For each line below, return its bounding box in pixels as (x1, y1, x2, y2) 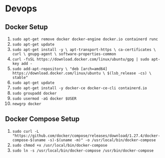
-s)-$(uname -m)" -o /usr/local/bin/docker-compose (47, 137, 156, 143)
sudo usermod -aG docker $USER (12, 96, 77, 101)
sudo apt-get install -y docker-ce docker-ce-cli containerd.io (12, 86, 147, 91)
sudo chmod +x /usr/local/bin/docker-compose (12, 143, 107, 148)
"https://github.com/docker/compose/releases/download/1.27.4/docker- (12, 133, 161, 138)
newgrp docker (12, 102, 41, 106)
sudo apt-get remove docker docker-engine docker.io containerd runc (12, 37, 159, 42)
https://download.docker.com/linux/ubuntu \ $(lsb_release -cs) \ (12, 71, 152, 76)
